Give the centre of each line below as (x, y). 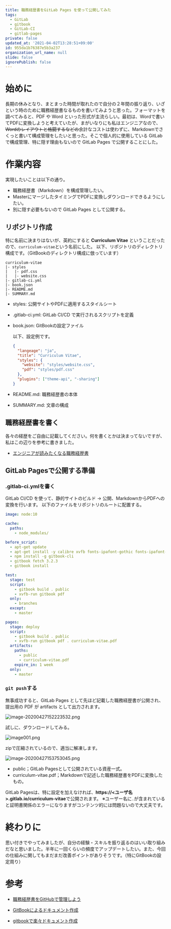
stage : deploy (25, 627)
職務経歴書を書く (32, 423)
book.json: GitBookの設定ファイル (48, 325)
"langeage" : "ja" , (37, 351)
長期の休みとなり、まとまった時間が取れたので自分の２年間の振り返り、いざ (85, 104)
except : (18, 608)
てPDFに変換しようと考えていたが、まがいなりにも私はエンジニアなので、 (83, 123)
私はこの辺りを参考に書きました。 (41, 442)
